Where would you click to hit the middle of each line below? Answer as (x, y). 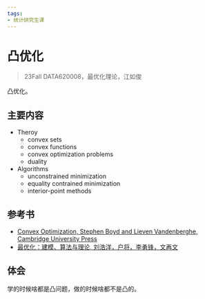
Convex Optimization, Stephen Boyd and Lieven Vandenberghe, (107, 231)
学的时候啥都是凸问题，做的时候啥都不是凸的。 (74, 289)
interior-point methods (59, 191)
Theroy (27, 133)
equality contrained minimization (74, 184)
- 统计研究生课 (26, 20)
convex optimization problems (70, 154)
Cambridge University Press (57, 239)
